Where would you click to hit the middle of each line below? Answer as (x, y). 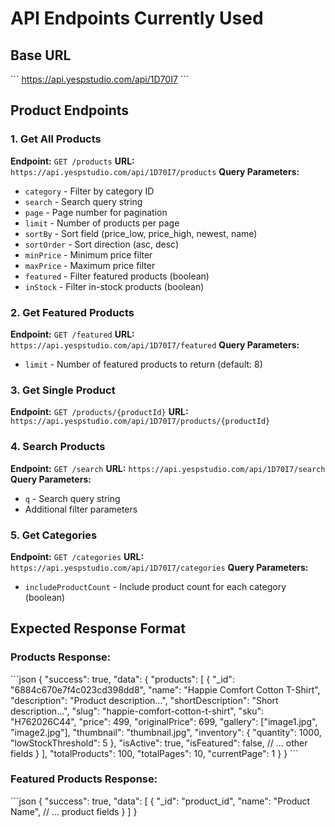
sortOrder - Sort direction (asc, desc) (102, 244)
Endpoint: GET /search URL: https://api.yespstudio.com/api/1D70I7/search (168, 468)
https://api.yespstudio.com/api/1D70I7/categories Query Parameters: (159, 567)
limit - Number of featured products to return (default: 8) (143, 364)
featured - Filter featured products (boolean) (117, 276)
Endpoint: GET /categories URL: (77, 556)
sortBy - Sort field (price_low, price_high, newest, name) (141, 233)
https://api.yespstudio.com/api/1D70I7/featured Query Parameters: (155, 344)
